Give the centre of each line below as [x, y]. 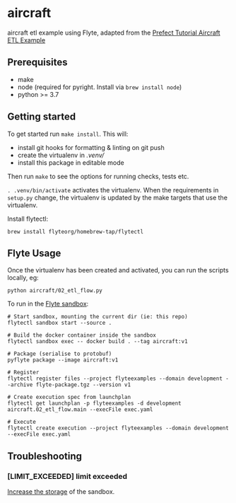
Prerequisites [37, 63]
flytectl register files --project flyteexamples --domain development [115, 379]
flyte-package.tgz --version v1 [83, 385]
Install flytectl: [28, 219]
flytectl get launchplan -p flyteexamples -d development [94, 404]
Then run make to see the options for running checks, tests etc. [98, 176]
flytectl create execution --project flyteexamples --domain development [118, 428]
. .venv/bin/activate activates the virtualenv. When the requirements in [113, 190]
